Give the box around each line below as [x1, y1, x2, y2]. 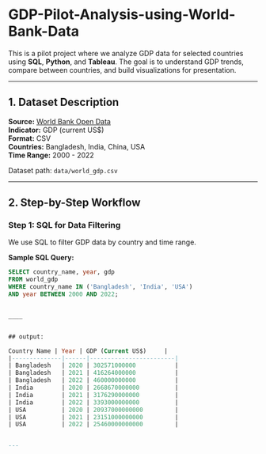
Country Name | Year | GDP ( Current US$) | [8, 346, 169, 355]
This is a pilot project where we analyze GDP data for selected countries [8, 48, 244, 58]
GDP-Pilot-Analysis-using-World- [8, 6, 236, 24]
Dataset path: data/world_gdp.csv [8, 165, 118, 175]
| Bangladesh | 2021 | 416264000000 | [8, 369, 179, 377]
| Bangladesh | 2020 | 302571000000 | [8, 361, 179, 369]
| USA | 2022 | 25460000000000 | [8, 421, 179, 429]
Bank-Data [8, 22, 80, 40]
